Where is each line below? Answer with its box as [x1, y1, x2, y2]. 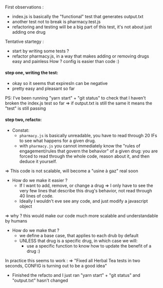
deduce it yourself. [19, 159, 57, 165]
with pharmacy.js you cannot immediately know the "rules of [19, 143, 141, 149]
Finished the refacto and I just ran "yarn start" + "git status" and [12, 272, 141, 278]
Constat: [12, 127, 30, 133]
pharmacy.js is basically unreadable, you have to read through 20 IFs [19, 133, 157, 139]
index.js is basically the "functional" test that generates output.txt [12, 14, 144, 19]
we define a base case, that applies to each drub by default [19, 233, 139, 239]
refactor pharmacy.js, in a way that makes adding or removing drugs [12, 53, 149, 59]
